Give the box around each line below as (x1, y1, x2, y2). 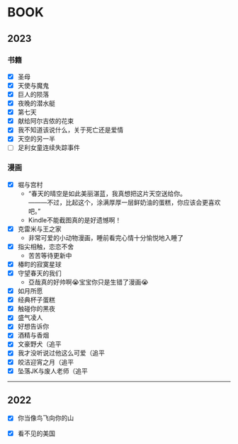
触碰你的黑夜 (17, 304, 55, 313)
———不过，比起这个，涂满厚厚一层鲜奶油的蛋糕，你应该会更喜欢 (28, 198, 221, 206)
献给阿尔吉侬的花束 (17, 117, 74, 125)
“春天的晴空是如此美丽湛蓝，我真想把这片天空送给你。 (28, 189, 186, 198)
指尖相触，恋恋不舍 (17, 242, 74, 251)
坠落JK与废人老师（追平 (17, 366, 89, 375)
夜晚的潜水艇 (17, 99, 55, 108)
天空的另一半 (17, 135, 55, 143)
